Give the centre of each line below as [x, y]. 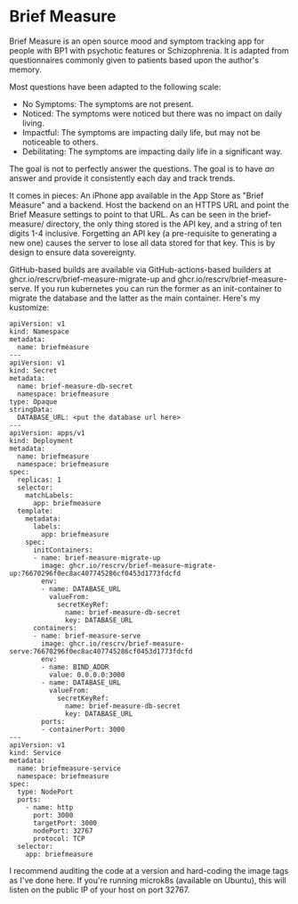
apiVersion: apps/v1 [48, 433]
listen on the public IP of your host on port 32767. [100, 890]
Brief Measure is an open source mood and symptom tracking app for [137, 41]
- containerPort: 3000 [83, 729]
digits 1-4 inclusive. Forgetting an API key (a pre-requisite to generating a [143, 233]
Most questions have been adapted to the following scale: [115, 86]
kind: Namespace [39, 332]
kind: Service [36, 752]
